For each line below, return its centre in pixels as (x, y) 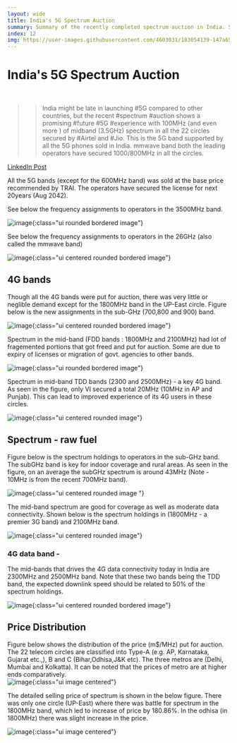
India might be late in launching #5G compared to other (122, 108)
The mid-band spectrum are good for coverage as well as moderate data (113, 507)
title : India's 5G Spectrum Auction (61, 20)
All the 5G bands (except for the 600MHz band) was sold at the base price (116, 181)
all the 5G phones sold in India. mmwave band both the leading (134, 146)
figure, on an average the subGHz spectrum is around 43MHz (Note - (108, 472)
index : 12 (22, 34)
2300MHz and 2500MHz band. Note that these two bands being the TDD (114, 576)
